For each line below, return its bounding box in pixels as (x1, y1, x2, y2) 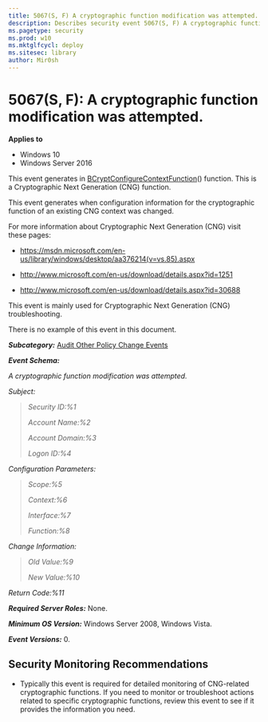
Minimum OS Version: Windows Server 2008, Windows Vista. (8, 619, 213, 628)
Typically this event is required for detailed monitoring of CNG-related (19, 679, 250, 688)
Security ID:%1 (27, 401, 77, 412)
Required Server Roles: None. (8, 603, 108, 612)
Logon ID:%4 (27, 449, 72, 458)
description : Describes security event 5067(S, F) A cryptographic (8, 19, 238, 27)
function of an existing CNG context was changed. (8, 205, 174, 216)
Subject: (8, 386, 36, 396)
